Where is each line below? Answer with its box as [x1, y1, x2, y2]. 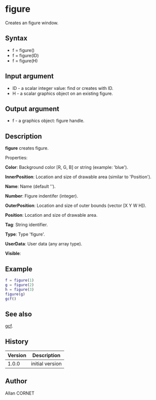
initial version [31, 360, 62, 367]
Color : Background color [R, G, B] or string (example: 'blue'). [5, 164, 128, 170]
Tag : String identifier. [5, 222, 48, 228]
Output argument [5, 105, 59, 113]
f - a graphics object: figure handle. [12, 118, 85, 124]
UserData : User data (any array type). [5, 241, 82, 247]
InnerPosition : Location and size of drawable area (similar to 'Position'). [5, 174, 152, 180]
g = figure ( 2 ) [5, 282, 35, 287]
